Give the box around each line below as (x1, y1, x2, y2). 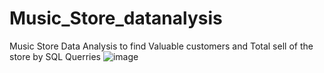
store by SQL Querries (9, 50, 101, 62)
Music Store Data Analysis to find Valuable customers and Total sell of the (9, 40, 314, 52)
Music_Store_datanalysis (9, 7, 223, 30)
